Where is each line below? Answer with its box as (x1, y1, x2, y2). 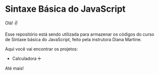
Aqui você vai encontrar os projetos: (5, 46, 78, 52)
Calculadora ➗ (12, 55, 41, 61)
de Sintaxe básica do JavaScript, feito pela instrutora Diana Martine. (5, 36, 142, 42)
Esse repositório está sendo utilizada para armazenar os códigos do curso (5, 31, 155, 37)
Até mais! (5, 65, 24, 71)
